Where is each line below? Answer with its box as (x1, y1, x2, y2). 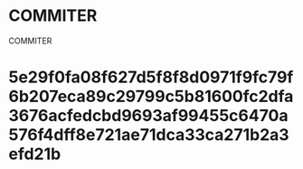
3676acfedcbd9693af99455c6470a (8, 106, 289, 127)
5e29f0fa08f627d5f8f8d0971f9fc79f (8, 67, 294, 88)
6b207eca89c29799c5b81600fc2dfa (8, 87, 294, 107)
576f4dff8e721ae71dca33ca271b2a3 (8, 125, 290, 146)
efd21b (8, 144, 62, 164)
